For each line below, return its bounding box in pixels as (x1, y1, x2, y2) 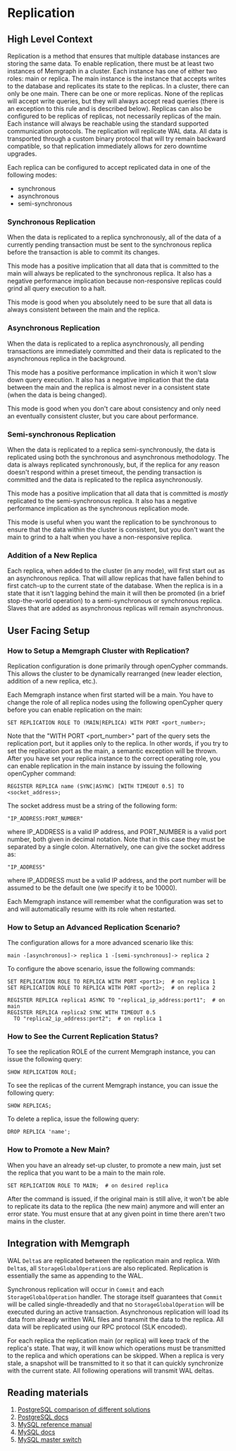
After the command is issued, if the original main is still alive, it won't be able (7, 1194, 229, 1203)
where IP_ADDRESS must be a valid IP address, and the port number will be (7, 876, 227, 884)
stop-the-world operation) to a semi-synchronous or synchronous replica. (7, 597, 223, 605)
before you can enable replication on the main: (7, 705, 143, 714)
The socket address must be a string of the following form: (7, 801, 178, 810)
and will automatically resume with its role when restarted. (7, 905, 176, 913)
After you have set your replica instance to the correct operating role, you (7, 754, 221, 763)
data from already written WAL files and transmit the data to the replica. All (7, 1315, 224, 1323)
